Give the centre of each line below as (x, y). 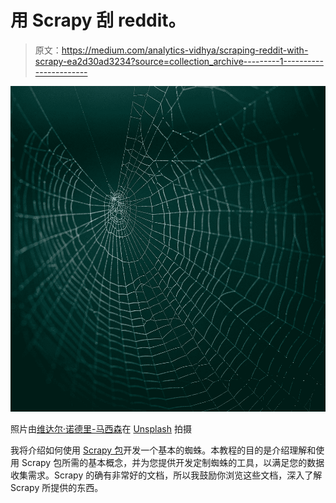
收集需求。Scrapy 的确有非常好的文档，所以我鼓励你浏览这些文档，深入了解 (166, 475)
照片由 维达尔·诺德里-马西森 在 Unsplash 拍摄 (101, 429)
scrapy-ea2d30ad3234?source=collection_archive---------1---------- (179, 61)
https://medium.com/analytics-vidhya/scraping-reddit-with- (185, 50)
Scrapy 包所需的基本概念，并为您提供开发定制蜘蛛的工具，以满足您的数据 (173, 463)
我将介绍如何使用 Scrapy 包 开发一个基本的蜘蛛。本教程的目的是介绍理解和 (163, 450)
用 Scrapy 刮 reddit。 (98, 20)
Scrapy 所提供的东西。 (57, 488)
